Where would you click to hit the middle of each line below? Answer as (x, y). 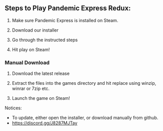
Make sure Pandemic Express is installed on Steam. (65, 20)
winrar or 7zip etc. (31, 89)
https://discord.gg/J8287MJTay (44, 123)
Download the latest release (41, 74)
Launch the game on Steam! (41, 98)
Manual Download (27, 62)
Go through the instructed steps (45, 40)
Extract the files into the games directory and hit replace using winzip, (84, 83)
